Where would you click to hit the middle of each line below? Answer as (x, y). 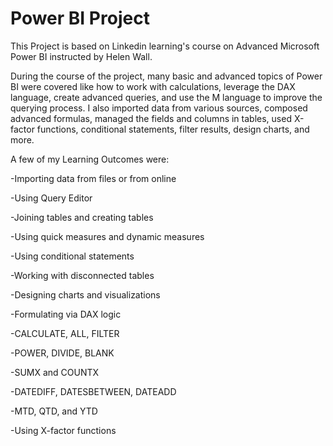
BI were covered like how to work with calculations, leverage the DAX (153, 86)
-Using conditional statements (72, 256)
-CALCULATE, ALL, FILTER (65, 333)
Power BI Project (80, 18)
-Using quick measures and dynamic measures (107, 236)
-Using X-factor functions (63, 430)
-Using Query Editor (51, 198)
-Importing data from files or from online (93, 178)
